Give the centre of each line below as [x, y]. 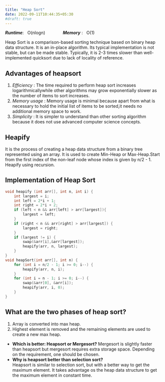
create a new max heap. [37, 334]
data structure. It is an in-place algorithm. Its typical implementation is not [80, 48]
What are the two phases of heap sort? [66, 312]
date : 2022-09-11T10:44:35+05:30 [39, 14]
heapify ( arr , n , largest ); [50, 246]
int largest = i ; [32, 196]
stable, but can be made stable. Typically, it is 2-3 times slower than [74, 53]
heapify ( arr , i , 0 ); [44, 288]
